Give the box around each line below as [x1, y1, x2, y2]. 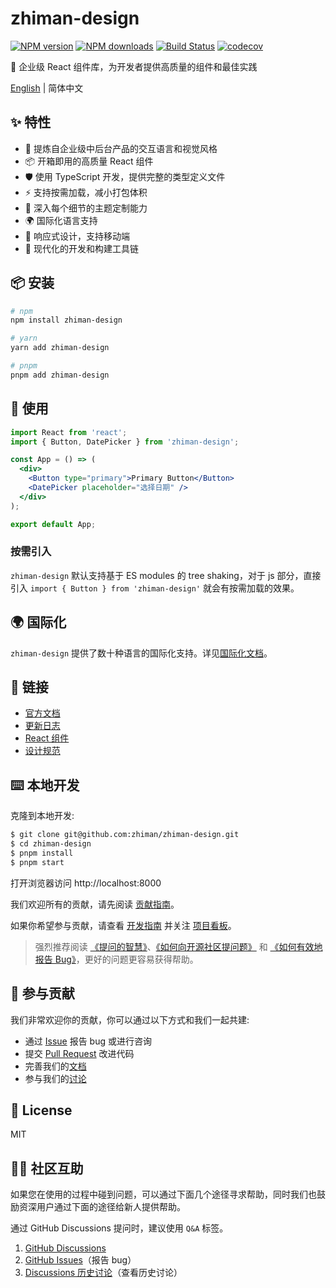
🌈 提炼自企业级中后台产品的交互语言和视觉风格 [24, 142, 218, 154]
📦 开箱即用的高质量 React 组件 [24, 155, 154, 167]
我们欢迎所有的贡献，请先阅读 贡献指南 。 [10, 898, 180, 910]
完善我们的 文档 [24, 1060, 87, 1072]
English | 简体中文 [10, 82, 84, 94]
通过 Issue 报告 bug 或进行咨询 [24, 1035, 152, 1047]
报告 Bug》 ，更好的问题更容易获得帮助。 [34, 953, 199, 965]
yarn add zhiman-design [10, 343, 110, 353]
